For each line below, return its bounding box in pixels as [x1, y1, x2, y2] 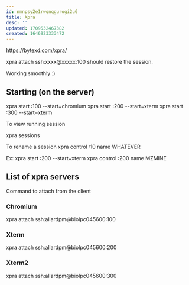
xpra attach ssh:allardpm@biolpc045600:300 [6, 272, 117, 279]
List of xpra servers [6, 172, 80, 182]
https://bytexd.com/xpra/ [6, 47, 67, 54]
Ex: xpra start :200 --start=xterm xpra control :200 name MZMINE [6, 154, 167, 161]
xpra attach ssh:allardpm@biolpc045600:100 [6, 216, 116, 223]
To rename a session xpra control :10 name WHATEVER [6, 143, 141, 150]
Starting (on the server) [6, 87, 94, 97]
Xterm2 [6, 258, 28, 267]
